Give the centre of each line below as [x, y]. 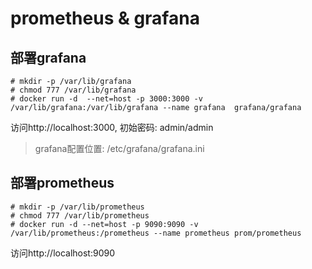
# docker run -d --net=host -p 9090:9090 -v [104, 224]
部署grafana [48, 57]
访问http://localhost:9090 [63, 253]
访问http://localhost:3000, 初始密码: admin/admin [112, 127]
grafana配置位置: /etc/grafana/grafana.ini [119, 148]
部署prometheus [62, 183]
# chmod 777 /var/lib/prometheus [80, 215]
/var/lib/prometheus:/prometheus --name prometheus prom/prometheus [156, 233]
